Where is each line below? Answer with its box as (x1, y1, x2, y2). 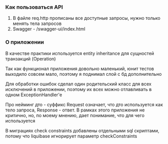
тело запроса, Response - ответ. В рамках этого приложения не (5, 107, 145, 113)
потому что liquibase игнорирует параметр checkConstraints (5, 133, 137, 139)
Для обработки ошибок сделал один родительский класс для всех (5, 80, 152, 87)
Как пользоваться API (5, 4, 63, 11)
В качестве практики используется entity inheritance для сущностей (5, 50, 154, 56)
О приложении (5, 39, 44, 46)
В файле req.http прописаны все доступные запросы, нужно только (12, 15, 161, 21)
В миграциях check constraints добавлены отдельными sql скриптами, (5, 127, 159, 133)
